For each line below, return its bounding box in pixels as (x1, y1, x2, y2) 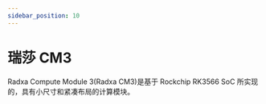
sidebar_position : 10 (7, 11, 80, 20)
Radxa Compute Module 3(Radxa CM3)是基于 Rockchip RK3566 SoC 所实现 (7, 77, 259, 86)
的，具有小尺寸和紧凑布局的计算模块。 (7, 86, 134, 96)
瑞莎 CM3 (7, 49, 72, 66)
